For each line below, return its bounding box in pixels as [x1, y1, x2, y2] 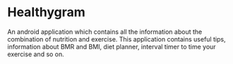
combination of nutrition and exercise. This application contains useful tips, [7, 34, 226, 43]
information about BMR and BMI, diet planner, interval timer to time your [7, 42, 217, 51]
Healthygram [7, 4, 86, 20]
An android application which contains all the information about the [7, 27, 203, 36]
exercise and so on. [7, 50, 65, 58]
